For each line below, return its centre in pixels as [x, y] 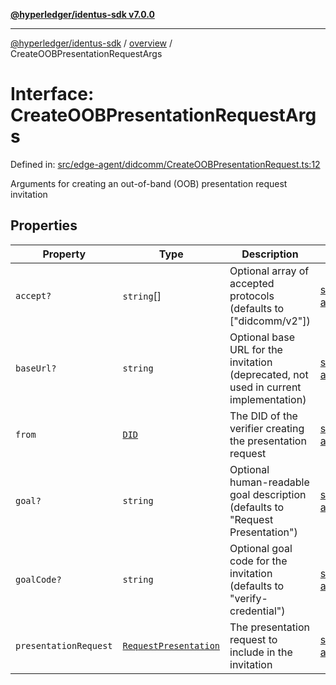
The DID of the [263, 416]
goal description [268, 494]
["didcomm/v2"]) [270, 321]
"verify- [248, 598]
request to [253, 639]
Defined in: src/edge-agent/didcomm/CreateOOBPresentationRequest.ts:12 [165, 164]
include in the [261, 652]
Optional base [262, 337]
